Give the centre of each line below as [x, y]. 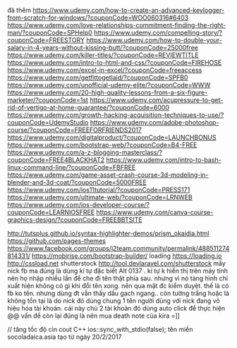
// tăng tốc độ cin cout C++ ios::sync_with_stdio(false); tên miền [100, 329]
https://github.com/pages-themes [56, 241]
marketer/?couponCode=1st [48, 100]
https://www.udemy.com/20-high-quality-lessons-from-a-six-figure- [108, 92]
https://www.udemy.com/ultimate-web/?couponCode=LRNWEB [100, 197]
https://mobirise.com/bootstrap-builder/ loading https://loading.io [127, 256]
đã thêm [19, 10]
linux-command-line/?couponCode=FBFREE [72, 167]
